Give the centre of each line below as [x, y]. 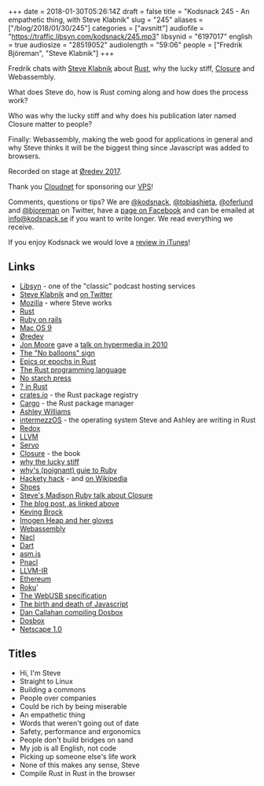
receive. [21, 227]
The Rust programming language [73, 369]
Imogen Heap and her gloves [66, 520]
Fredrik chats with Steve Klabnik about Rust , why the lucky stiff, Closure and [132, 69]
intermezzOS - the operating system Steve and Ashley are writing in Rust [137, 420]
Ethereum [35, 579]
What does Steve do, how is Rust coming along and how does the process [128, 92]
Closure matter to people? [50, 124]
